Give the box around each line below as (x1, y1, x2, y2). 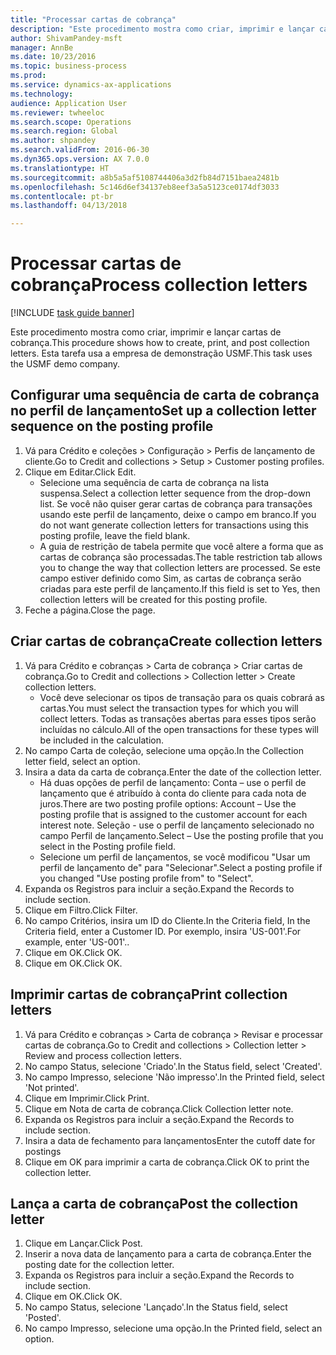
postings (24, 1145, 62, 1157)
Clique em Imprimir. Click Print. (24, 1092, 150, 1104)
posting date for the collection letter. (24, 1259, 175, 1271)
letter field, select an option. (24, 755, 141, 767)
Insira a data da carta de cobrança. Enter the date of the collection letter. (24, 766, 322, 778)
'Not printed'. (24, 1081, 80, 1093)
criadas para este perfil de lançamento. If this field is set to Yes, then (39, 582, 321, 595)
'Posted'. (24, 1312, 62, 1324)
